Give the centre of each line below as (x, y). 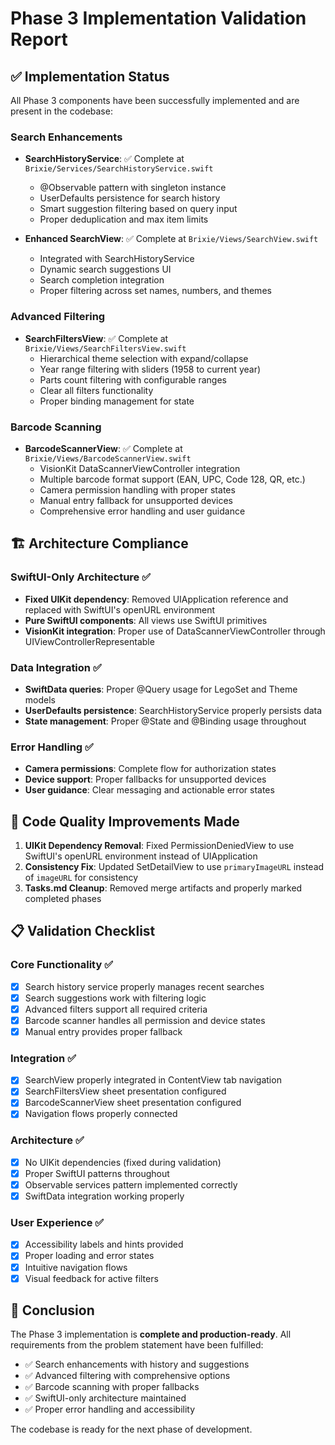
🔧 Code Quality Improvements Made (125, 821)
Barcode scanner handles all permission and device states (145, 1020)
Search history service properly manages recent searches (144, 986)
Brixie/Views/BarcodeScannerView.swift (108, 458)
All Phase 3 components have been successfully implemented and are (155, 100)
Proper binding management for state (117, 401)
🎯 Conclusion (52, 1310)
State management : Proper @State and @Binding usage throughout (165, 721)
